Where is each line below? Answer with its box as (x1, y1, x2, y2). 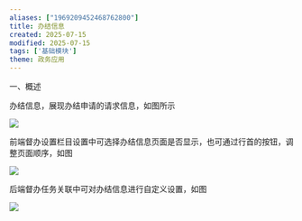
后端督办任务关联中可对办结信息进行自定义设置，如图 (9, 184, 207, 194)
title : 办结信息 (9, 22, 65, 31)
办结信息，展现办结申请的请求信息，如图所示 (9, 100, 176, 111)
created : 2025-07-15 (9, 30, 87, 39)
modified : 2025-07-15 (9, 38, 91, 48)
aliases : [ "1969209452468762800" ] (9, 13, 140, 23)
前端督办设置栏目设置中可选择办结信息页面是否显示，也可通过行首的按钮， (9, 136, 286, 147)
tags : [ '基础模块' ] (9, 47, 78, 56)
